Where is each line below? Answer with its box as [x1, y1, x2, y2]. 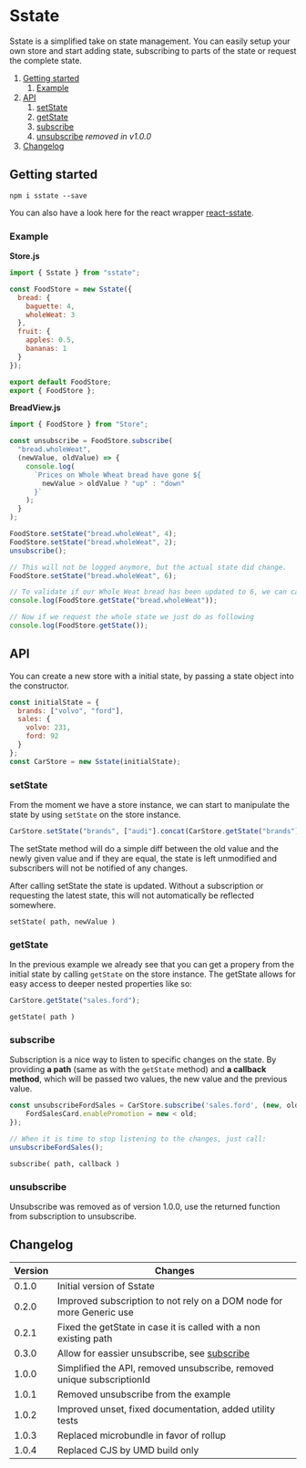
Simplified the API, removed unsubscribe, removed [57, 1361, 275, 1374]
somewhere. [9, 899, 56, 910]
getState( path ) [9, 1013, 76, 1022]
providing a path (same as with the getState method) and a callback [9, 1064, 267, 1075]
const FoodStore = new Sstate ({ [9, 284, 132, 294]
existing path [57, 1332, 113, 1345]
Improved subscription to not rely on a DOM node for [57, 1294, 283, 1307]
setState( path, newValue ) [9, 917, 117, 926]
